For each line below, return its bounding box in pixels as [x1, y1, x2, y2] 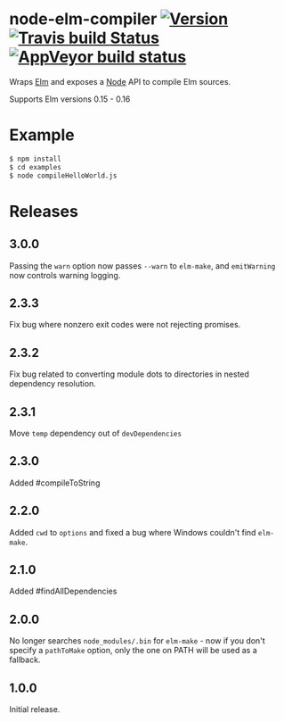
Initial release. [9, 704, 61, 714]
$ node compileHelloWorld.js [9, 170, 118, 180]
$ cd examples [9, 162, 62, 171]
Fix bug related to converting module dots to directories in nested [9, 369, 249, 379]
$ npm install [9, 154, 62, 163]
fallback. [9, 654, 41, 665]
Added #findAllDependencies [9, 585, 118, 597]
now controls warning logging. [9, 270, 121, 280]
